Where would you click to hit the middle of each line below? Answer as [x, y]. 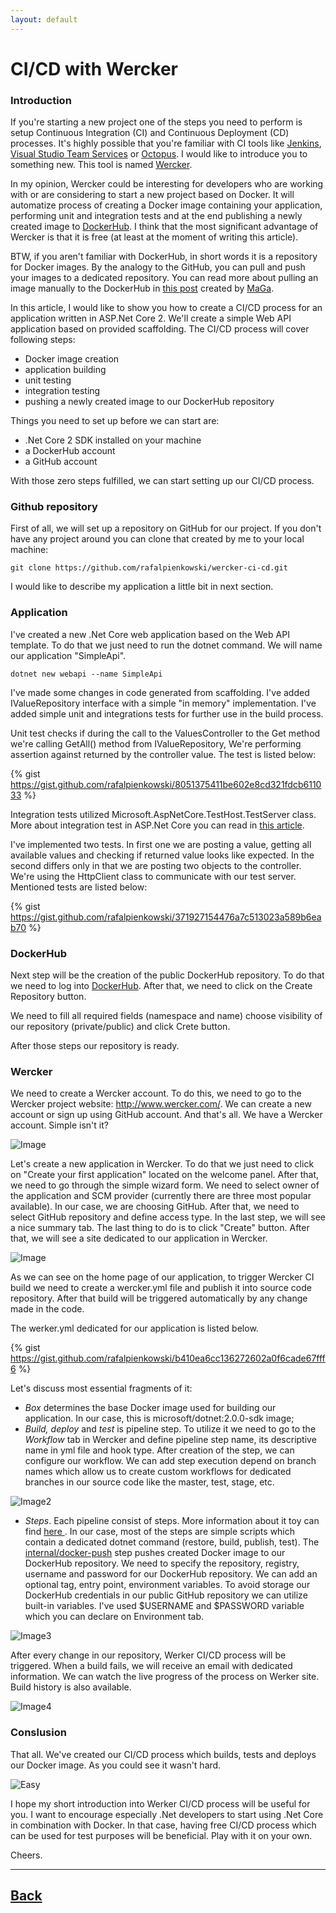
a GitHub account [61, 462]
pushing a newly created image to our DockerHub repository [149, 402]
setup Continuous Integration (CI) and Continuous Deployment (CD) [150, 133]
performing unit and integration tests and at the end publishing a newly [156, 216]
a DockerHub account [70, 451]
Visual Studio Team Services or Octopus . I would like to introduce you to [159, 154]
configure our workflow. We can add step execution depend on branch [170, 1461]
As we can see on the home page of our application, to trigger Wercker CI [162, 1277]
